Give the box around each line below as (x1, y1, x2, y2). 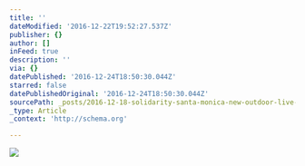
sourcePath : (9, 97, 54, 107)
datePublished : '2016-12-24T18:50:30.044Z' (9, 73, 177, 82)
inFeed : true (9, 47, 59, 56)
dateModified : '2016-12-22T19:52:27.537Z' (9, 22, 172, 31)
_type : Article (9, 106, 67, 115)
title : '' (9, 13, 47, 23)
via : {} (9, 64, 39, 73)
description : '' (9, 55, 71, 64)
